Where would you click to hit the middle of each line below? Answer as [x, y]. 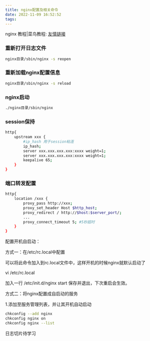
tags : [11, 19]
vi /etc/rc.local [20, 273]
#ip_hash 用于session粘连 [48, 141]
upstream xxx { [30, 137]
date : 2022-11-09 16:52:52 [33, 15]
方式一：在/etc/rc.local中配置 [35, 252]
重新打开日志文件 [26, 48]
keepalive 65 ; [38, 160]
